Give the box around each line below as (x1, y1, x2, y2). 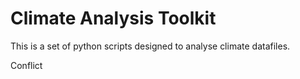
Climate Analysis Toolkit (10, 7, 217, 30)
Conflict (10, 59, 43, 71)
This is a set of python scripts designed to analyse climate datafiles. (10, 40, 291, 52)
